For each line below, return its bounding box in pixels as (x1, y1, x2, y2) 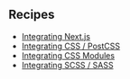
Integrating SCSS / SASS (21, 59, 114, 70)
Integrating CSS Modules (21, 49, 115, 61)
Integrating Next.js (21, 31, 91, 41)
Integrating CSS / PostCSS (21, 40, 121, 51)
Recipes (8, 7, 55, 22)
